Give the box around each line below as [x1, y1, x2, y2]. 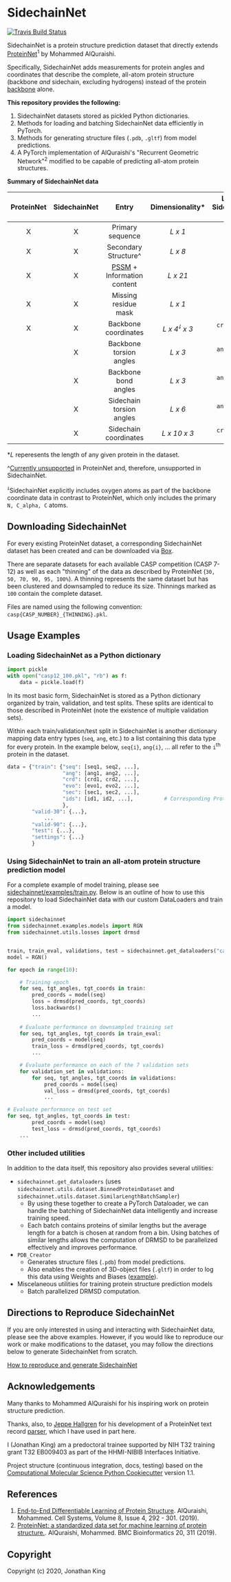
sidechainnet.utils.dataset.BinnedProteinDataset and [16, 1185, 175, 1193]
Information [105, 271, 144, 281]
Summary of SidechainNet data [7, 177, 99, 186]
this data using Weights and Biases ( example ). [27, 1272, 158, 1281]
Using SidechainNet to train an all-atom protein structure [7, 857, 201, 866]
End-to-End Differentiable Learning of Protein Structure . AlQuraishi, [16, 1507, 208, 1515]
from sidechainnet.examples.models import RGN [7, 923, 143, 930]
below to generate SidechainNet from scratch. [7, 1347, 138, 1356]
